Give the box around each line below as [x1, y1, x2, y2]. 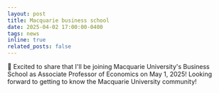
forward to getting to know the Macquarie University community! [7, 77, 197, 85]
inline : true [7, 37, 46, 44]
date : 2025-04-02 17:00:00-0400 [7, 23, 103, 30]
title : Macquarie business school [7, 17, 110, 24]
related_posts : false [7, 43, 72, 50]
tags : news [7, 30, 40, 37]
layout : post [7, 10, 46, 18]
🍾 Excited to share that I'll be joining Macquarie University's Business [7, 63, 210, 70]
